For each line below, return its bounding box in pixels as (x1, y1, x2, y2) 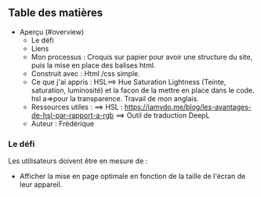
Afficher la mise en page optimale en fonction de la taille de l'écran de (19, 172, 246, 181)
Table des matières (8, 6, 103, 20)
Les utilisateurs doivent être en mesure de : (8, 156, 148, 166)
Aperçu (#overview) (19, 27, 85, 36)
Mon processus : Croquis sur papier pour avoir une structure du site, (31, 52, 253, 61)
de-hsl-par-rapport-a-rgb (31, 110, 114, 120)
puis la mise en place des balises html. (31, 60, 156, 70)
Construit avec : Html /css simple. (31, 68, 140, 78)
